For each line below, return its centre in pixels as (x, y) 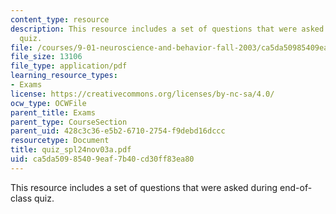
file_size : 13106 (46, 57)
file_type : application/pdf (69, 66)
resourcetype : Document (60, 141)
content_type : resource (60, 19)
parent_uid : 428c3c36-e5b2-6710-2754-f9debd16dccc (118, 131)
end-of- (296, 187)
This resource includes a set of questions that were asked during (144, 187)
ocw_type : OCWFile (48, 103)
